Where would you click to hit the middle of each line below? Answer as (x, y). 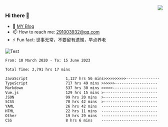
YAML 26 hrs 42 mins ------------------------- (81, 106)
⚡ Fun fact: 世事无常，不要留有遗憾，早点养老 (59, 40)
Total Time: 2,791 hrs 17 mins (38, 69)
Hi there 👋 (17, 15)
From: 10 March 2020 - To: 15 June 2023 (48, 60)
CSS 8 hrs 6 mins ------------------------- (81, 120)
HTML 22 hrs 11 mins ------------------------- (81, 111)
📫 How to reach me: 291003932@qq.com (56, 32)
